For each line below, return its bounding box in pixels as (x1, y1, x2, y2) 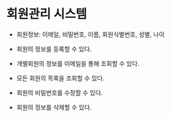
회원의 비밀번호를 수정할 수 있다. (16, 88, 103, 97)
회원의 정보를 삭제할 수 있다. (16, 103, 92, 111)
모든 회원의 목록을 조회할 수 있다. (16, 73, 104, 82)
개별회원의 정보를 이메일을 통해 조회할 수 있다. (16, 59, 140, 67)
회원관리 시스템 (6, 6, 87, 22)
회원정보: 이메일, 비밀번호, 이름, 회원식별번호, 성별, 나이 (16, 30, 165, 38)
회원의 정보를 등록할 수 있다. (16, 45, 92, 53)
